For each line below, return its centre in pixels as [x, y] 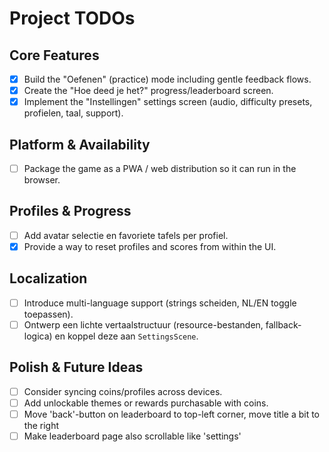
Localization [48, 278]
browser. [42, 180]
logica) [38, 336]
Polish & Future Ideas [76, 367]
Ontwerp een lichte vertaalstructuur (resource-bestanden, [143, 324]
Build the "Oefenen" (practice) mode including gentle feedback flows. [167, 79]
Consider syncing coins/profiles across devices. [123, 391]
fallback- [283, 324]
